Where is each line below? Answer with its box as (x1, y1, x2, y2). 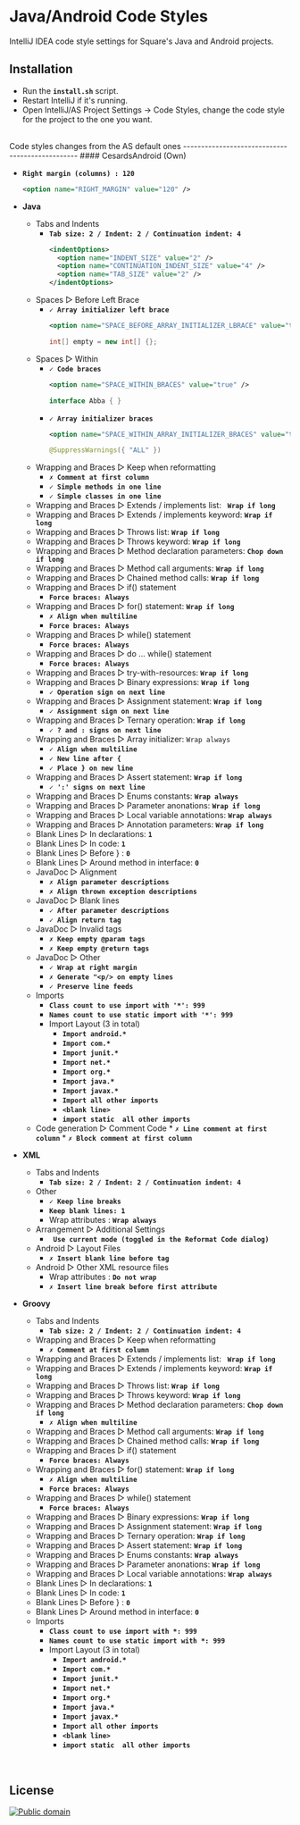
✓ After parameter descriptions (48, 907, 170, 916)
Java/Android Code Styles (9, 6, 208, 27)
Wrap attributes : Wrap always (48, 1215, 157, 1226)
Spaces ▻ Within (35, 353, 99, 364)
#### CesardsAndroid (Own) (79, 150, 187, 161)
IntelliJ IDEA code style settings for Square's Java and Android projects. (9, 36, 274, 46)
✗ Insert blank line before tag (48, 1254, 170, 1263)
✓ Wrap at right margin (48, 963, 137, 973)
